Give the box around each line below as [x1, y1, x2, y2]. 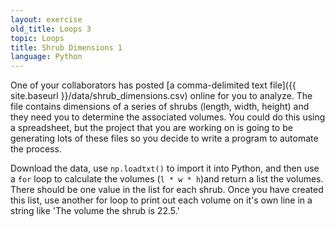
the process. [10, 143, 62, 155]
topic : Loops [10, 33, 65, 43]
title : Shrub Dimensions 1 [10, 42, 123, 53]
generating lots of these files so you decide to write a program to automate [10, 132, 319, 145]
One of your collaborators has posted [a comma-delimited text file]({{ [10, 79, 297, 91]
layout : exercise [10, 14, 83, 25]
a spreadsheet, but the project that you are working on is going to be [10, 122, 293, 134]
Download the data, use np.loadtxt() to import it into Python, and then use [10, 162, 320, 175]
